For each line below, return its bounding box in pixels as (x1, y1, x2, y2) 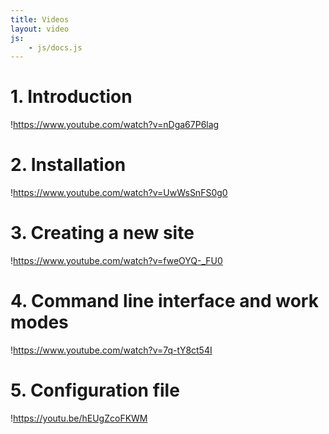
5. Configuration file (10, 379, 180, 402)
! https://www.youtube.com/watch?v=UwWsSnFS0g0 (10, 187, 228, 199)
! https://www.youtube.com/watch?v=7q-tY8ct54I (10, 344, 213, 356)
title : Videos (10, 14, 70, 25)
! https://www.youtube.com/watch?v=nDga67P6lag (10, 119, 220, 131)
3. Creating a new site (10, 222, 195, 245)
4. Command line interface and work (10, 290, 319, 313)
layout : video (10, 24, 70, 34)
